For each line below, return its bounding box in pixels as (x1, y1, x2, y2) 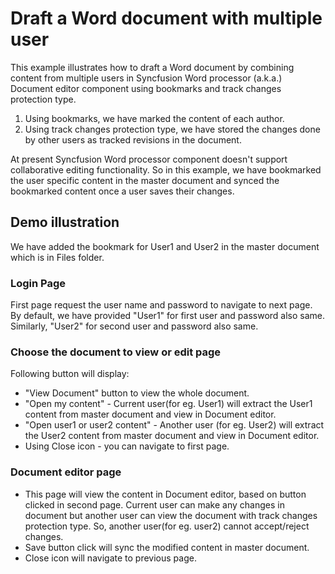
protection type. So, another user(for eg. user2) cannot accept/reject (24, 520, 310, 532)
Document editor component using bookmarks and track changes (10, 82, 282, 94)
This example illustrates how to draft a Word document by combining (10, 61, 295, 73)
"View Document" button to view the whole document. (24, 387, 250, 399)
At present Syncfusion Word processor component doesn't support (10, 153, 288, 165)
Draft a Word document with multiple (10, 7, 323, 30)
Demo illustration (10, 214, 120, 231)
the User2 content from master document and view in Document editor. (24, 430, 320, 442)
